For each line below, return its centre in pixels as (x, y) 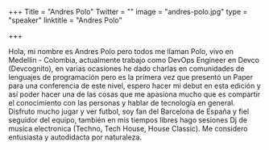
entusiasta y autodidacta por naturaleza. (75, 137)
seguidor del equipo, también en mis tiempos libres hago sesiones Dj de (128, 120)
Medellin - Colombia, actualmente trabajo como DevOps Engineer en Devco (134, 60)
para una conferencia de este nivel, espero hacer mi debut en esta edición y (135, 85)
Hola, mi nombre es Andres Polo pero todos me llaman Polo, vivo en (121, 51)
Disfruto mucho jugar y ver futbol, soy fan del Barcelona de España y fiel (129, 111)
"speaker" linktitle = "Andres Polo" (65, 20)
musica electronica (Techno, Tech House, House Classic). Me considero (128, 129)
